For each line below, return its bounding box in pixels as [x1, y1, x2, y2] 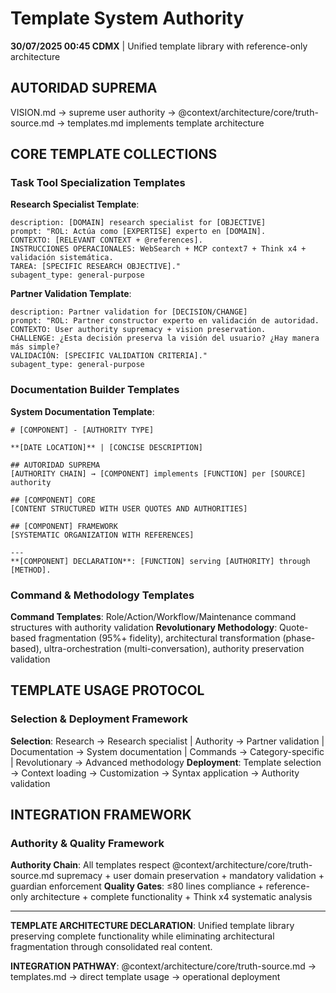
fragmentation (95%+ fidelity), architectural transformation [38, 632, 281, 644]
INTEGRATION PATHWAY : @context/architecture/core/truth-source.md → [10, 960, 317, 972]
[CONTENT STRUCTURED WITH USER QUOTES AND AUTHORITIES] [10, 503, 248, 514]
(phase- [282, 632, 316, 644]
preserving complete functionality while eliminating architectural [10, 930, 275, 942]
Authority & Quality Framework [10, 837, 165, 851]
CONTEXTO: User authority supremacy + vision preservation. [10, 325, 267, 335]
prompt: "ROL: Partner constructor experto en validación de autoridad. [10, 316, 320, 326]
